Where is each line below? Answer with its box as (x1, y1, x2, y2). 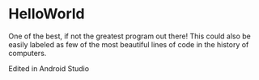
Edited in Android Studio (8, 63, 90, 73)
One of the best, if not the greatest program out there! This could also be (8, 31, 251, 41)
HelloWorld (8, 5, 85, 23)
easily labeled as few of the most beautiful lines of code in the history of (8, 39, 249, 49)
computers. (8, 48, 47, 58)
